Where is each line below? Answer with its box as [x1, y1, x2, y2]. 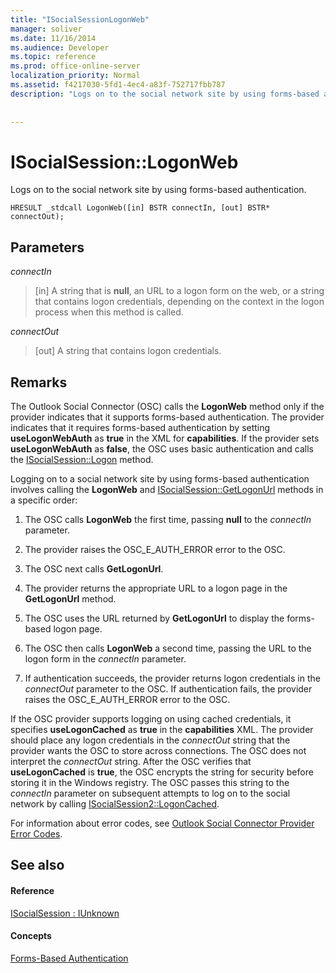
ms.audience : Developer [10, 42, 110, 53]
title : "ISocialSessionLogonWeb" [10, 14, 150, 25]
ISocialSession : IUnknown [10, 907, 120, 919]
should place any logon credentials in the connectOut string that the [10, 734, 291, 746]
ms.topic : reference [10, 52, 97, 62]
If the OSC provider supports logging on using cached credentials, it [10, 712, 292, 725]
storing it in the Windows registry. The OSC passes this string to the [10, 776, 290, 788]
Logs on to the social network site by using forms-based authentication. [10, 184, 307, 196]
